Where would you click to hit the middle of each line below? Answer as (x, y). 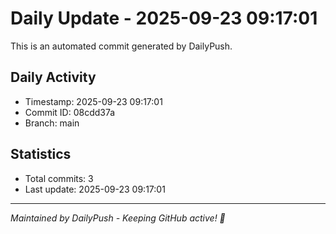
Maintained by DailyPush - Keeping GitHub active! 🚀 (118, 218)
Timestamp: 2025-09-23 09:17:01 (93, 101)
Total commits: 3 (59, 178)
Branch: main (52, 123)
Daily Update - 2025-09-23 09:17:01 (164, 18)
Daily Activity (53, 77)
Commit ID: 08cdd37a (70, 112)
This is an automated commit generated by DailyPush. (121, 46)
